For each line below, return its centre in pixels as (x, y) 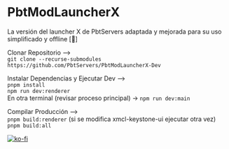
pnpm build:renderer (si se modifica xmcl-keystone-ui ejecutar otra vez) (112, 119)
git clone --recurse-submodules (54, 59)
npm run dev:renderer (39, 91)
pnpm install (26, 85)
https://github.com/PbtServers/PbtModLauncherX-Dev (84, 65)
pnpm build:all (29, 126)
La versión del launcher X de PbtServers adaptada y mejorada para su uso (114, 31)
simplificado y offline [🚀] (43, 38)
